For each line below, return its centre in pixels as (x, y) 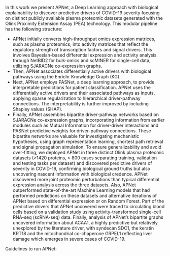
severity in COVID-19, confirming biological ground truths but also (81, 168)
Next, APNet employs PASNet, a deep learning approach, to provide (83, 82)
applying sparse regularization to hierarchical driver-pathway (76, 98)
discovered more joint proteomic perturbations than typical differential (86, 179)
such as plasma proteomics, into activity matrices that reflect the (80, 44)
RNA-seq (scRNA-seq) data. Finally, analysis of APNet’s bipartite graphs (88, 217)
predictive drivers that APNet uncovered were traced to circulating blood (89, 206)
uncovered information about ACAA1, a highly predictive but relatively (85, 223)
